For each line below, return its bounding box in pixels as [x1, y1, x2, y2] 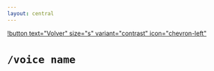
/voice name [7, 53, 76, 66]
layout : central [7, 10, 54, 17]
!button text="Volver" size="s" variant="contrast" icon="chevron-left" [7, 29, 207, 37]
